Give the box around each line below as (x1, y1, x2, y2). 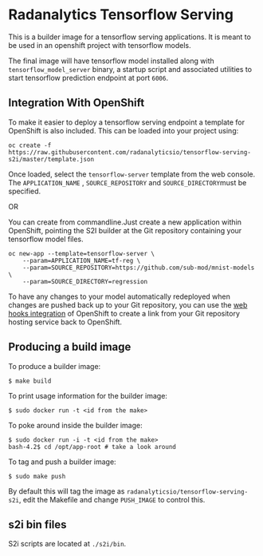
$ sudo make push (8, 472, 66, 480)
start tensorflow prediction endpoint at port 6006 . (8, 73, 169, 82)
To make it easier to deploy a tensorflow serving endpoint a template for (8, 117, 245, 127)
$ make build (8, 377, 52, 385)
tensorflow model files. (8, 234, 84, 244)
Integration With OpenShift (8, 96, 145, 109)
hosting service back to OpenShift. (8, 317, 122, 327)
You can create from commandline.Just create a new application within (8, 217, 241, 227)
